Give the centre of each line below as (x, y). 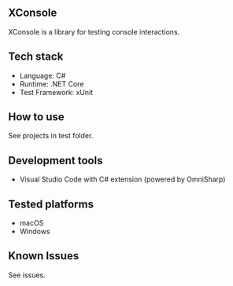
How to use (36, 117)
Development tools (55, 160)
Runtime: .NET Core (52, 84)
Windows (35, 232)
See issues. (27, 275)
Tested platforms (51, 204)
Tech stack (36, 57)
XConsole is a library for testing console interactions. (94, 31)
